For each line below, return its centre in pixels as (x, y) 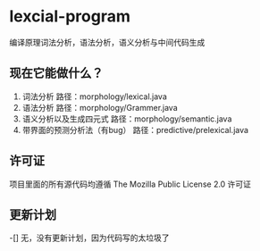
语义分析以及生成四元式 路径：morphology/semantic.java (127, 119)
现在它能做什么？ (56, 73)
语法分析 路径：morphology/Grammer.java (100, 107)
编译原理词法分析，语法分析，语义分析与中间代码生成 (107, 42)
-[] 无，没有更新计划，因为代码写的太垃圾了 (89, 238)
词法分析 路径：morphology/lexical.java (95, 96)
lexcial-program (70, 17)
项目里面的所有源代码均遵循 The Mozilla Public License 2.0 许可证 (130, 184)
